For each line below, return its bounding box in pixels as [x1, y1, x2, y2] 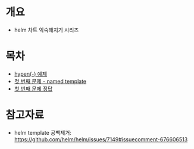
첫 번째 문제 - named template [14, 77, 87, 85]
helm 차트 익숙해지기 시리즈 [14, 26, 79, 33]
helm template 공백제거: [14, 129, 72, 136]
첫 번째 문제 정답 [14, 85, 53, 92]
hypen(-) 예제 [14, 70, 48, 77]
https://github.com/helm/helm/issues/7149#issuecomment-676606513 [14, 135, 188, 143]
